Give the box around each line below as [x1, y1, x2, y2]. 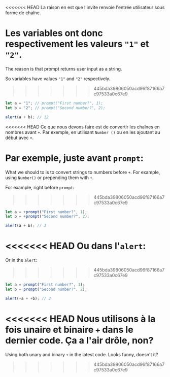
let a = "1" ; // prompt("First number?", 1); [5, 100, 103, 106]
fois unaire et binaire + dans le [5, 324, 133, 335]
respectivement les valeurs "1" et [5, 38, 149, 50]
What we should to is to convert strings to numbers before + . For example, [5, 169, 160, 175]
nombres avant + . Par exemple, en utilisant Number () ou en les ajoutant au [5, 129, 161, 135]
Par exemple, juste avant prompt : [5, 152, 144, 164]
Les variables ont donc [5, 27, 103, 39]
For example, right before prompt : [5, 184, 75, 190]
